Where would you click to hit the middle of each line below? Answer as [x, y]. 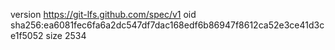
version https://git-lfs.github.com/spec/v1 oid [103, 14]
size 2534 [66, 35]
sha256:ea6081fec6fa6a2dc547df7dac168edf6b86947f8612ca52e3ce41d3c [167, 25]
